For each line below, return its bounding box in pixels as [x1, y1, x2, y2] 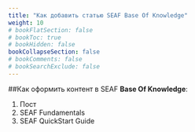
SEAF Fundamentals [19, 108, 85, 117]
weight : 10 [8, 19, 44, 27]
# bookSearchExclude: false [8, 63, 101, 71]
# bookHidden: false [8, 41, 76, 49]
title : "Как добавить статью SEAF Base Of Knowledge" [8, 11, 189, 20]
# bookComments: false [8, 56, 83, 64]
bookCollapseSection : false [8, 48, 101, 56]
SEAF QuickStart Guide [19, 115, 95, 126]
